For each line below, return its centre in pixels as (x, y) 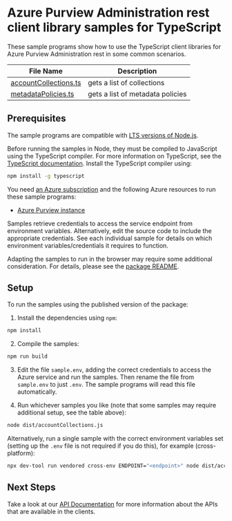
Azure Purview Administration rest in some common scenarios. (97, 54)
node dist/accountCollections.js (55, 426)
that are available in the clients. (51, 511)
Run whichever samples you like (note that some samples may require (117, 405)
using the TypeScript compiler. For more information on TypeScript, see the (115, 156)
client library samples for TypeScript (114, 27)
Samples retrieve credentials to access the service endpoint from (100, 223)
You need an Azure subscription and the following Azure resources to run (112, 189)
